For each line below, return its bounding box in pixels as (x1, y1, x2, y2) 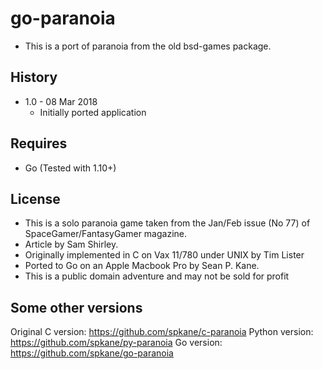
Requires (10, 135, 68, 152)
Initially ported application (39, 106, 147, 118)
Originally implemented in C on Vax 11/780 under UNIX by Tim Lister (24, 249, 305, 261)
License (10, 190, 61, 207)
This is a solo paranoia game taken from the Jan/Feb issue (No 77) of (24, 217, 311, 229)
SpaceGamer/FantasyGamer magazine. (24, 228, 188, 240)
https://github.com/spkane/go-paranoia (10, 347, 174, 359)
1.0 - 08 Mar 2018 (24, 95, 98, 107)
